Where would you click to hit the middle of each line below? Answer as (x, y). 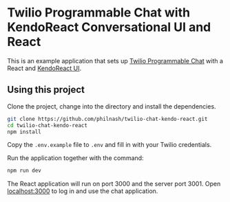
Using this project (46, 90)
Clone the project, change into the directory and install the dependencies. (112, 106)
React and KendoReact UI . (44, 68)
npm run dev (24, 171)
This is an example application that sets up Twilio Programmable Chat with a (115, 60)
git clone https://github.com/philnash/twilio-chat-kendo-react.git (107, 119)
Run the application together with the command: (75, 158)
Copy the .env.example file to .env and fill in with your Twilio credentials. (109, 145)
